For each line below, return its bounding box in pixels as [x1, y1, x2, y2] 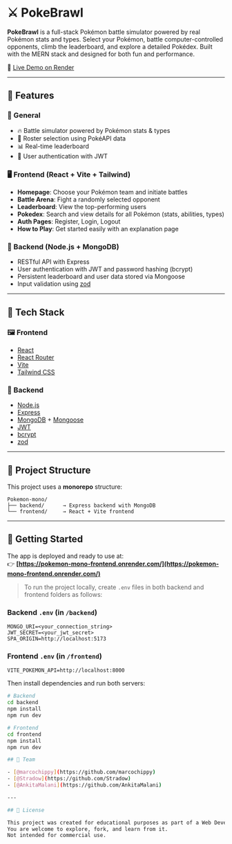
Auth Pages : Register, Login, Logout [17, 217, 121, 226]
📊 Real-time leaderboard [17, 142, 90, 150]
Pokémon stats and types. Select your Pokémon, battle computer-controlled [7, 35, 223, 43]
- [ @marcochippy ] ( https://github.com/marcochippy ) [7, 769, 156, 776]
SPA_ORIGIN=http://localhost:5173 [7, 636, 107, 643]
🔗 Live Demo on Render [7, 63, 75, 71]
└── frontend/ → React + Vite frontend [7, 508, 135, 515]
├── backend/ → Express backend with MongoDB [7, 502, 156, 510]
